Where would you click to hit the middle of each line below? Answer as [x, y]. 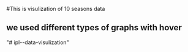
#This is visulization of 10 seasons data [56, 9]
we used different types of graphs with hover [94, 28]
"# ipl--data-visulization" [38, 42]
